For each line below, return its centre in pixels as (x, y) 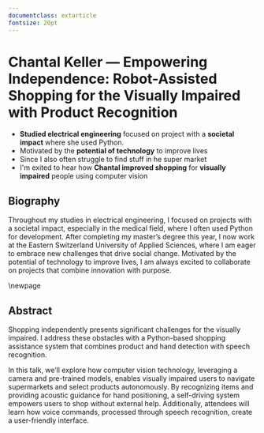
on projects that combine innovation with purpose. (90, 270)
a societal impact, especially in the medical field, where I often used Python (131, 228)
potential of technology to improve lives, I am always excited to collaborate (129, 262)
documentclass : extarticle (52, 15)
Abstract (30, 310)
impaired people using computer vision (84, 176)
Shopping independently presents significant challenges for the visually (125, 329)
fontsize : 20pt (33, 23)
